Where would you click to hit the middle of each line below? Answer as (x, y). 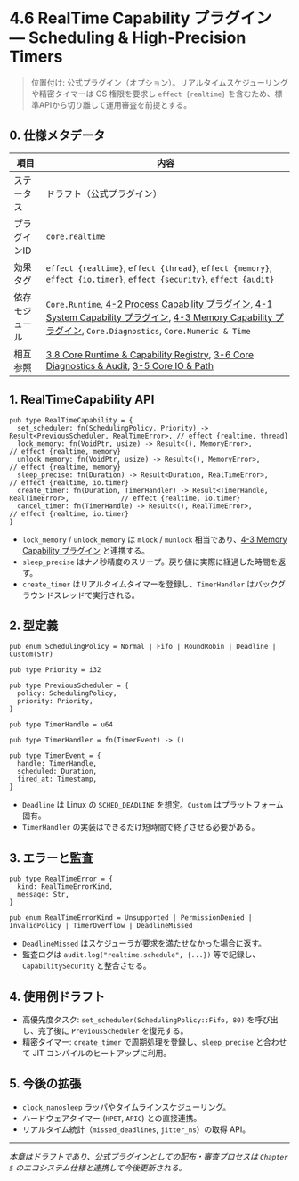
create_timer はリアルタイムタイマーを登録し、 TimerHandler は (138, 584)
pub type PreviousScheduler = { (69, 686)
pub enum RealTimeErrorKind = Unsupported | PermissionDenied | (131, 918)
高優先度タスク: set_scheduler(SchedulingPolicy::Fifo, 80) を (138, 1020)
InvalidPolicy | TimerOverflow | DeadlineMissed (101, 926)
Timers (36, 57)
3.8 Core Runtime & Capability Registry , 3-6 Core (149, 355)
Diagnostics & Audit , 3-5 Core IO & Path (129, 365)
